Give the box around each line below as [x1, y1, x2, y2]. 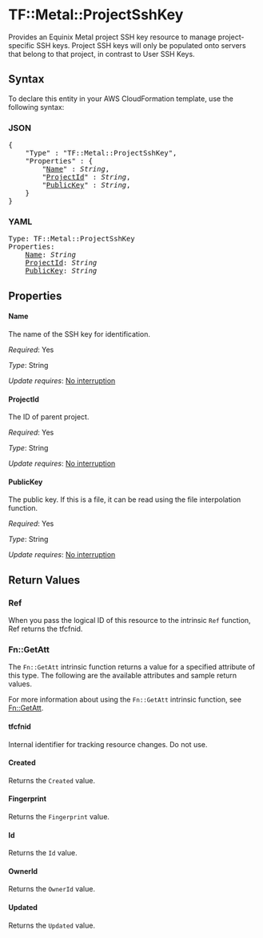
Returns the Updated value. [8, 920, 96, 930]
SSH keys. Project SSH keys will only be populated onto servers [36, 40, 246, 50]
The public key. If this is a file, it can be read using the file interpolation [8, 495, 241, 504]
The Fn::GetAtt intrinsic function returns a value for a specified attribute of [8, 662, 256, 672]
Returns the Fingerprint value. [8, 811, 110, 821]
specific [8, 40, 35, 50]
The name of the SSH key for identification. [8, 329, 150, 338]
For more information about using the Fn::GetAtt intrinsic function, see [8, 695, 242, 705]
